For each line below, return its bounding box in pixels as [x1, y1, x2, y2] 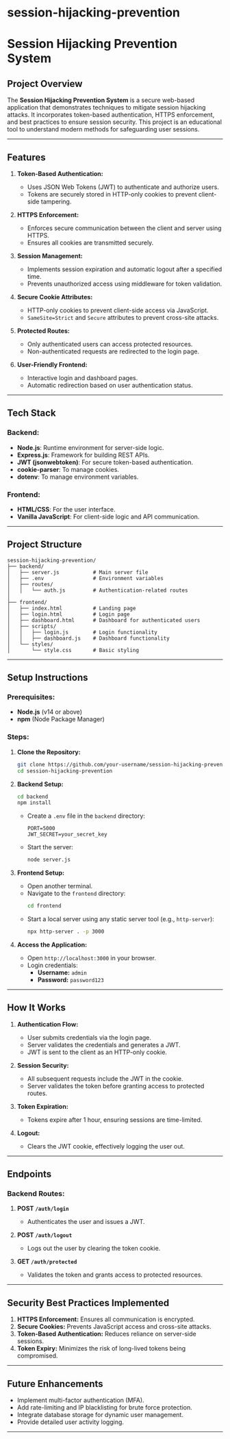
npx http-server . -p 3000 [27, 928, 105, 936]
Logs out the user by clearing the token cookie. [27, 1244, 161, 1253]
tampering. [40, 197, 72, 205]
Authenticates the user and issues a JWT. [27, 1218, 145, 1226]
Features [7, 151, 46, 163]
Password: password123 [37, 975, 104, 984]
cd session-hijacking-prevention [16, 767, 113, 775]
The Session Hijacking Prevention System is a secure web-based [7, 96, 195, 104]
